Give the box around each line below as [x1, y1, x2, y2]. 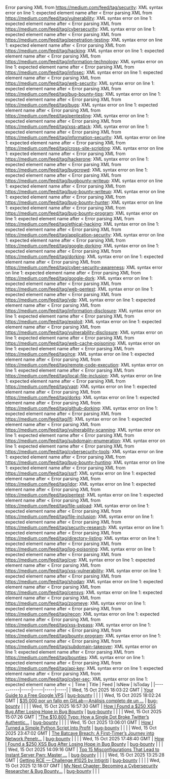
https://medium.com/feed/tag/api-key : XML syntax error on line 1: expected [5, 665, 163, 671]
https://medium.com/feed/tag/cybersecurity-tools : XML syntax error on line [5, 449, 163, 454]
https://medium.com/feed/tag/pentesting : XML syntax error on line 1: [5, 113, 149, 119]
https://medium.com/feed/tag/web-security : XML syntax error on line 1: [5, 80, 155, 86]
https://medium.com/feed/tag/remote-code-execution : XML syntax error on [5, 362, 164, 368]
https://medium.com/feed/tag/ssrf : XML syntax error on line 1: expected [5, 470, 156, 476]
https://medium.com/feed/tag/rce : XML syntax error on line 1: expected [5, 351, 155, 357]
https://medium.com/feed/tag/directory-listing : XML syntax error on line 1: [5, 535, 160, 541]
